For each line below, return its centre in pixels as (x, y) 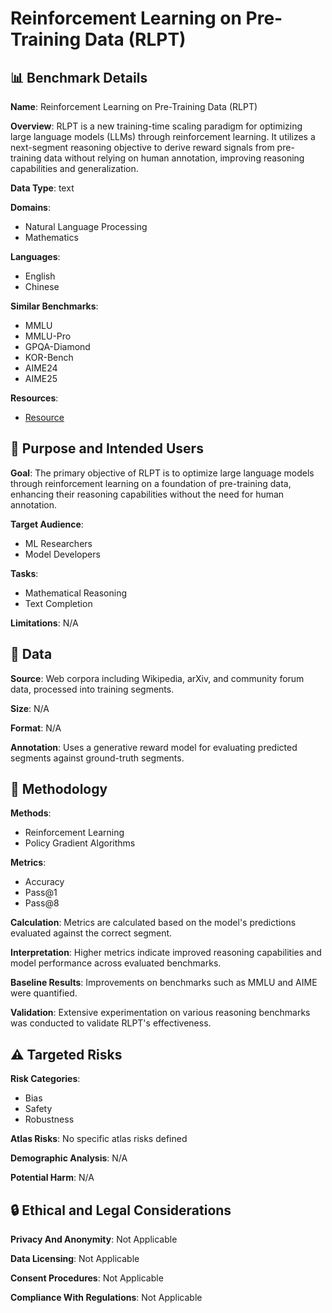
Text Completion (58, 603)
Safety (38, 1109)
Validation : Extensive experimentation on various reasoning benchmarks (160, 1013)
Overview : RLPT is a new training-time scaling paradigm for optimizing (156, 126)
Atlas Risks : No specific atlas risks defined (99, 1139)
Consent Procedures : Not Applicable (87, 1278)
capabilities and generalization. (74, 168)
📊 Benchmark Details (79, 77)
